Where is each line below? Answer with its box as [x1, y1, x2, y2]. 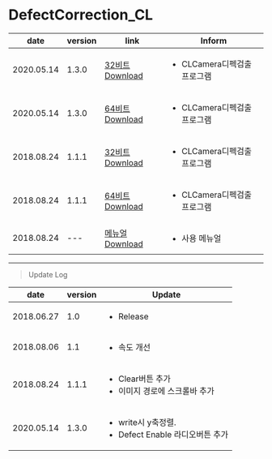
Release [118, 311, 149, 322]
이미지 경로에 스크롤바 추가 [118, 385, 215, 397]
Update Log [28, 269, 68, 279]
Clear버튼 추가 [118, 373, 172, 384]
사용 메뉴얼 [181, 233, 222, 244]
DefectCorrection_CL [8, 6, 154, 24]
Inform [200, 35, 227, 46]
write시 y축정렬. [118, 416, 176, 427]
